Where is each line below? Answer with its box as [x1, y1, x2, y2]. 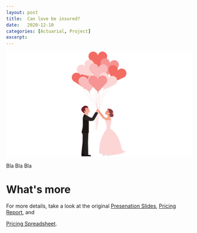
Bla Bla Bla [6, 162, 32, 169]
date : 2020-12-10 [6, 22, 54, 28]
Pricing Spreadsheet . [6, 220, 57, 227]
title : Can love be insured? [6, 15, 81, 22]
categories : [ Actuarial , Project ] [6, 28, 91, 34]
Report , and [6, 208, 35, 215]
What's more [6, 183, 71, 196]
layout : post [6, 9, 38, 15]
